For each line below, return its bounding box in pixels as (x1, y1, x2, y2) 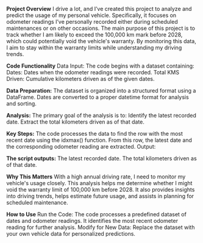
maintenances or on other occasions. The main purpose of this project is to (6, 24, 195, 32)
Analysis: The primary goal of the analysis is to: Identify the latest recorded (6, 112, 197, 119)
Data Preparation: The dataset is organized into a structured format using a (6, 87, 196, 94)
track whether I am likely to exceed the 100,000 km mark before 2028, (6, 31, 183, 38)
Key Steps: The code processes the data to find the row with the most (6, 130, 183, 137)
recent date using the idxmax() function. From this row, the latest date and (6, 136, 192, 144)
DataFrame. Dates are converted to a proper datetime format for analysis (6, 94, 189, 100)
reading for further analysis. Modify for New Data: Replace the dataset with (6, 224, 195, 231)
